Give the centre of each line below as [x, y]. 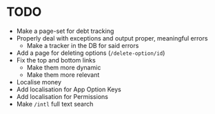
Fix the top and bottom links [56, 60]
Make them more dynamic [64, 67]
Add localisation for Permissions [62, 96]
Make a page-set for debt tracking [65, 31]
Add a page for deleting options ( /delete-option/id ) [91, 53]
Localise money [39, 82]
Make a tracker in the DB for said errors [83, 45]
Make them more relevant [63, 75]
